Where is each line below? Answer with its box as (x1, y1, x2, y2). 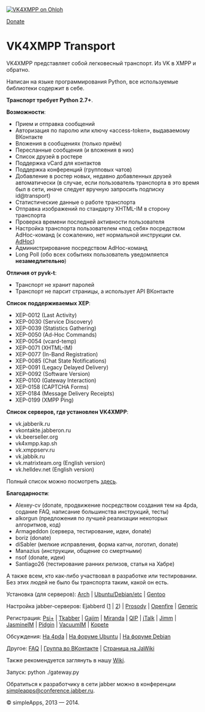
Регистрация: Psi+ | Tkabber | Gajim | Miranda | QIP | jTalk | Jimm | (6, 614, 177, 622)
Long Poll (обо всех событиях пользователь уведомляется (15, 251, 169, 258)
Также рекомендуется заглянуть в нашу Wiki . (6, 656, 125, 663)
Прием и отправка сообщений (15, 120, 95, 127)
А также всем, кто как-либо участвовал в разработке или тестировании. (6, 572, 198, 579)
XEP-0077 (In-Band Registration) (15, 350, 99, 358)
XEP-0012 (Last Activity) (15, 311, 77, 319)
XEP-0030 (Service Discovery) (15, 318, 93, 325)
